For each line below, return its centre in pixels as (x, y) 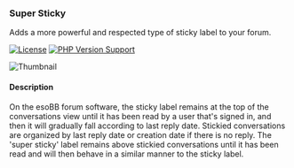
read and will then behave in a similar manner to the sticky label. (127, 154)
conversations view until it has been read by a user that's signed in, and (140, 116)
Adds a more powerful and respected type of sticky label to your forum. (140, 33)
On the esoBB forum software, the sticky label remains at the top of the (139, 107)
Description (32, 87)
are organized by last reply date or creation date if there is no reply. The (141, 134)
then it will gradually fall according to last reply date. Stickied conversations (147, 126)
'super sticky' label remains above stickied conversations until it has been (144, 144)
